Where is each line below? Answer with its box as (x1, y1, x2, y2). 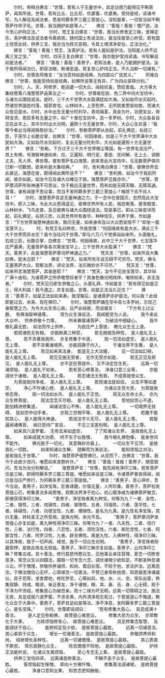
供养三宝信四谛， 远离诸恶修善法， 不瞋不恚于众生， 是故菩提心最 (13, 655, 157, 661)
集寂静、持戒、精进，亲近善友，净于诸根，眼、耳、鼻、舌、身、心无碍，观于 (5, 582, 160, 587)
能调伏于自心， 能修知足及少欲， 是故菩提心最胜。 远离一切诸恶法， (5, 624, 158, 630)
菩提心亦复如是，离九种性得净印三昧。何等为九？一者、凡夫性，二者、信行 (5, 520, 156, 526)
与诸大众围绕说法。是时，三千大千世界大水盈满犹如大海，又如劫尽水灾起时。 (5, 96, 160, 102)
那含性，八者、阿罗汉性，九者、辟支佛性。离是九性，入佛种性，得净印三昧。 (5, 533, 160, 538)
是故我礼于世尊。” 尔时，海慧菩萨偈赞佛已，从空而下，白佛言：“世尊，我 (5, 452, 159, 458)
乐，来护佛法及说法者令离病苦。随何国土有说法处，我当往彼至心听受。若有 (5, 35, 156, 41)
